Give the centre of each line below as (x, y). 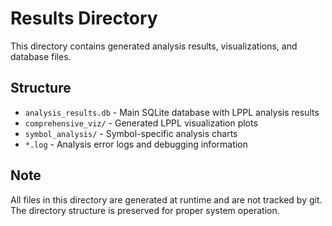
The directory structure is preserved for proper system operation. (145, 210)
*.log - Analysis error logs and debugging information (136, 144)
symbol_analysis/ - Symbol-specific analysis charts (131, 133)
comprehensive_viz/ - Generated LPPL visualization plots (141, 123)
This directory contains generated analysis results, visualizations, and (154, 46)
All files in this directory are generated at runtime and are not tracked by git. (166, 199)
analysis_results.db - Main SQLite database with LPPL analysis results (172, 112)
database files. (41, 56)
